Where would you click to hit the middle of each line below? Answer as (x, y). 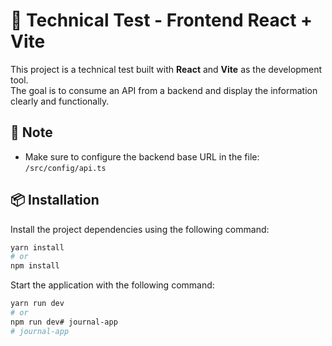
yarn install (37, 247)
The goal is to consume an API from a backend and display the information (164, 90)
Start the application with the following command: (112, 285)
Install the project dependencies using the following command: (140, 229)
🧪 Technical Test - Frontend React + (161, 20)
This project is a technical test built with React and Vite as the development (166, 69)
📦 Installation (55, 200)
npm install (35, 266)
